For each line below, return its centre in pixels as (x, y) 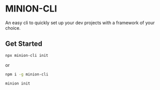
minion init (18, 83)
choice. (13, 28)
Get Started (24, 44)
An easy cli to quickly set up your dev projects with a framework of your (80, 23)
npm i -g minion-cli (27, 74)
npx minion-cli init (27, 55)
